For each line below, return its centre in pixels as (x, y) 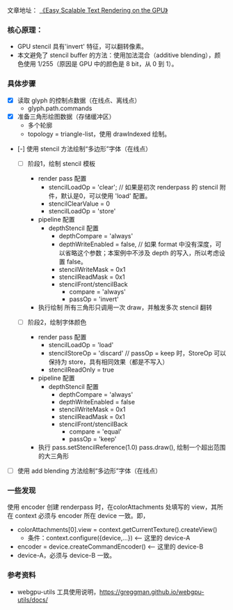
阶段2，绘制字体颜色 (57, 322)
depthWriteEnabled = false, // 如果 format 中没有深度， (137, 244)
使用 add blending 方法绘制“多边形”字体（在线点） (89, 471)
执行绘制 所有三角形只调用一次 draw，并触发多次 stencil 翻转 (125, 307)
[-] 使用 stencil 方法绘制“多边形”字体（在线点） (84, 148)
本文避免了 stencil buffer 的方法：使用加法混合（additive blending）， (116, 55)
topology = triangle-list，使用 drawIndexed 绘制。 (99, 134)
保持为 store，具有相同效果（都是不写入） (109, 362)
